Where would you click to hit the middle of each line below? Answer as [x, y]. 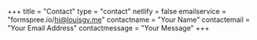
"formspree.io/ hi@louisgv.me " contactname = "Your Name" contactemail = [129, 20]
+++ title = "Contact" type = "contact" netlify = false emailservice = [117, 11]
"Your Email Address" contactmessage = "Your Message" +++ [108, 28]
